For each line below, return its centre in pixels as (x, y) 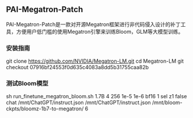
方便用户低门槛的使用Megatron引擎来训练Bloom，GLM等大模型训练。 (100, 31)
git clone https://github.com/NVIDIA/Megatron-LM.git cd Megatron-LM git (95, 61)
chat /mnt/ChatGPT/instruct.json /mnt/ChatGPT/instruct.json (78, 103)
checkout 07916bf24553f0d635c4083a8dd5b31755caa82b (78, 67)
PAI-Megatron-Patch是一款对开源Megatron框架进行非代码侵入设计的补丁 (93, 24)
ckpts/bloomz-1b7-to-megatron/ (45, 109)
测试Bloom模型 (27, 84)
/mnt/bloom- (167, 103)
